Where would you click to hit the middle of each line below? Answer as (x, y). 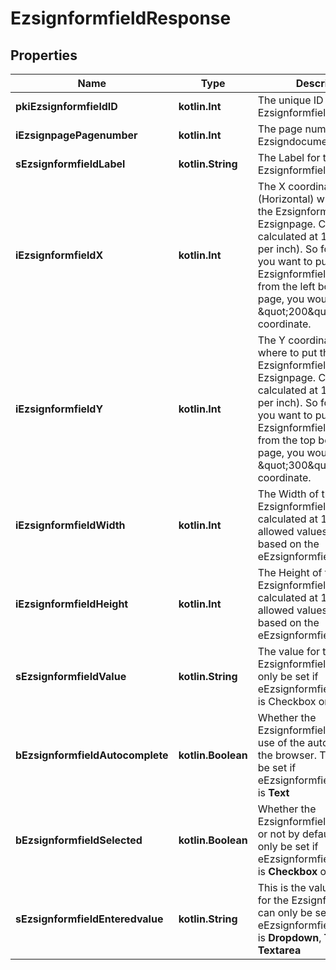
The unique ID (290, 100)
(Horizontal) (286, 199)
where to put (287, 352)
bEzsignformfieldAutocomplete (92, 755)
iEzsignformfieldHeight (72, 604)
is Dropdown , (289, 937)
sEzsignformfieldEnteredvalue (89, 919)
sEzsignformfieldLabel (70, 164)
